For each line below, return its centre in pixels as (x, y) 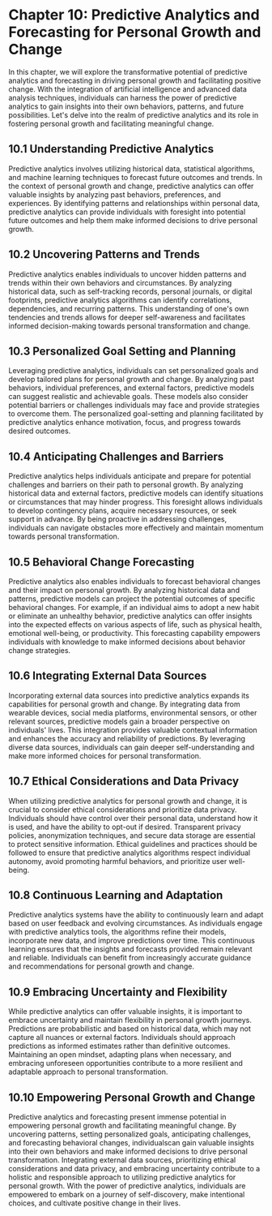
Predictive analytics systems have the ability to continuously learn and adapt (136, 915)
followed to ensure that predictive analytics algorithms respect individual (130, 853)
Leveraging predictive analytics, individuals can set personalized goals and (134, 371)
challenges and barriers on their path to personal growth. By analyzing (126, 485)
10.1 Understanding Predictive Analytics (111, 149)
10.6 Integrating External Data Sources (108, 676)
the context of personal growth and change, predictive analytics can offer (131, 186)
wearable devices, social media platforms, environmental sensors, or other (133, 712)
